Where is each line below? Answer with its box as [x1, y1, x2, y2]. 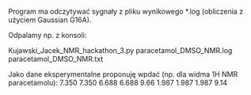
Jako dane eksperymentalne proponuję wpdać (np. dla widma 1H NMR [8, 70, 238, 78]
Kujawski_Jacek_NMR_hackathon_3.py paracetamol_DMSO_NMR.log [8, 46, 233, 55]
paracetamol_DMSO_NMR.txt [8, 55, 104, 63]
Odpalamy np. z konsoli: [8, 31, 87, 40]
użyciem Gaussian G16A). [8, 15, 92, 25]
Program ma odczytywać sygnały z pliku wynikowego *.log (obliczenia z [8, 7, 244, 16]
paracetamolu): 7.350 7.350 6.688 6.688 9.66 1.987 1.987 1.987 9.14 [8, 78, 228, 87]
